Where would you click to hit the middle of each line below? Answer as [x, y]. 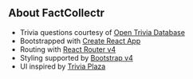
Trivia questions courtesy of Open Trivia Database [102, 32]
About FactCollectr [57, 13]
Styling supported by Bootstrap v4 [76, 57]
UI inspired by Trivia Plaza [63, 66]
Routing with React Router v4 [68, 49]
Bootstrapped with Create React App [80, 41]
